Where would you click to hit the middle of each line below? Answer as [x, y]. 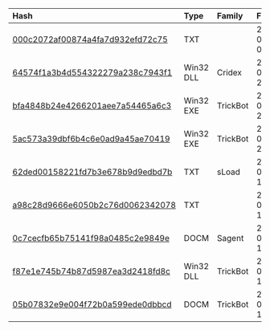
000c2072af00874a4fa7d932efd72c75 [90, 39]
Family [230, 16]
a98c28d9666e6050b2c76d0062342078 [94, 205]
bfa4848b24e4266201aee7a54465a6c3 [92, 106]
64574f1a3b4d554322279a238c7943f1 [92, 73]
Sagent [230, 238]
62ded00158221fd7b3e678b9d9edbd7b [92, 172]
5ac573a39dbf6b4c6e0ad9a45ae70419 [91, 139]
